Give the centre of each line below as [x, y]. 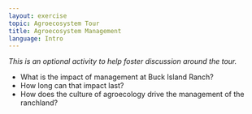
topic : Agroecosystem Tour [54, 23]
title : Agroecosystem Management [65, 31]
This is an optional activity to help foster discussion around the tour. [123, 61]
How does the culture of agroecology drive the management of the [132, 95]
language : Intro [36, 38]
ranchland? [39, 103]
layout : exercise [38, 16]
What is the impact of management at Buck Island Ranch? [117, 77]
